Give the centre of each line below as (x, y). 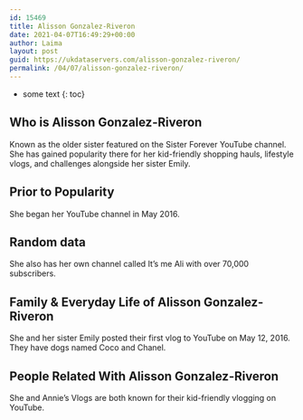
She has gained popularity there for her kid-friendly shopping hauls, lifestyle (151, 154)
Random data (47, 242)
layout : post (34, 52)
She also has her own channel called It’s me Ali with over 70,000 (129, 264)
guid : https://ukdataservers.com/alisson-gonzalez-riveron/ (125, 60)
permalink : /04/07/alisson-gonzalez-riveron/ (96, 69)
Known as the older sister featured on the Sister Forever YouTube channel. (148, 144)
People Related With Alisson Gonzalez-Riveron (144, 376)
